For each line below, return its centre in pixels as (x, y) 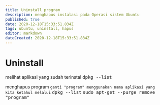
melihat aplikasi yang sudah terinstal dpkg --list (59, 77)
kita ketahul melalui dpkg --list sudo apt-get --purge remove (80, 92)
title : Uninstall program (33, 10)
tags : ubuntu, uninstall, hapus (39, 29)
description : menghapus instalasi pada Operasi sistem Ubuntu (72, 15)
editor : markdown (24, 33)
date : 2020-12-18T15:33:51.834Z (39, 24)
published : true (22, 19)
